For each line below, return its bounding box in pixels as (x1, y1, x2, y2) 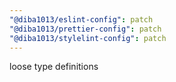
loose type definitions (9, 61, 99, 73)
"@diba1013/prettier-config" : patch (9, 24, 162, 34)
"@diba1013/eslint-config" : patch (9, 14, 154, 25)
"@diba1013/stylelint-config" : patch (9, 33, 167, 43)
